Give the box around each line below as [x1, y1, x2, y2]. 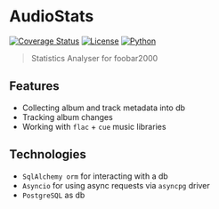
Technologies [9, 147, 87, 162]
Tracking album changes [21, 111, 113, 122]
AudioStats [9, 6, 94, 27]
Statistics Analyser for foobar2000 [30, 52, 158, 63]
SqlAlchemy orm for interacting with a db [21, 171, 169, 181]
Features [9, 78, 60, 94]
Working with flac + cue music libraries [21, 121, 166, 132]
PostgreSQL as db [21, 189, 85, 200]
